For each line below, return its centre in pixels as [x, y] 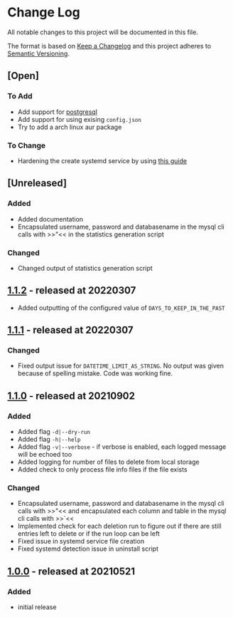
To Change [27, 145]
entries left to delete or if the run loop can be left [88, 534]
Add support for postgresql [58, 112]
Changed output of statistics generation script [85, 268]
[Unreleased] [37, 183]
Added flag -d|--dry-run [54, 432]
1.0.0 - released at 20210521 [71, 571]
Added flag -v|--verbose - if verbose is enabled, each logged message [122, 447]
